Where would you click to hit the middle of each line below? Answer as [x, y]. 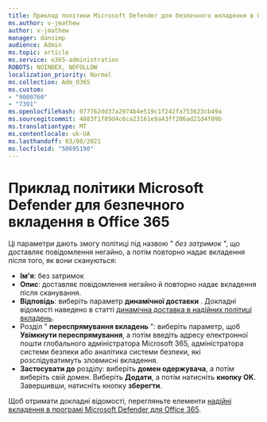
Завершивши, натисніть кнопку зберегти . [91, 385]
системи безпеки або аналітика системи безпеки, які [110, 352]
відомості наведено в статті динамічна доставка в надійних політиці [136, 310]
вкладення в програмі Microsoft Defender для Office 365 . [104, 409]
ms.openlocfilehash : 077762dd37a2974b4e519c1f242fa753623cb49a [115, 112]
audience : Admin [35, 45]
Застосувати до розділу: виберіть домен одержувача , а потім [127, 369]
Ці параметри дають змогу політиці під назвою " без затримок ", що [124, 244]
